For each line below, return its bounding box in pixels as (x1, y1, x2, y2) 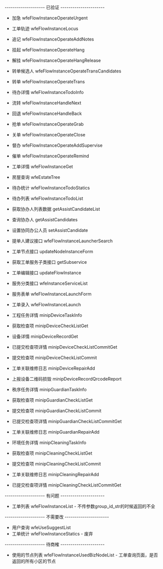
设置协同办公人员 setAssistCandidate (11, 227, 88, 233)
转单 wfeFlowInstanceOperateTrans (11, 79, 85, 84)
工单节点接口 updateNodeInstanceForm (11, 249, 93, 254)
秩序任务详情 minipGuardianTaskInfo (11, 387, 87, 392)
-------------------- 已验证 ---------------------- (4, 4, 105, 10)
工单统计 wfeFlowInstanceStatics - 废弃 (11, 531, 93, 537)
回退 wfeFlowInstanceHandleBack (11, 110, 82, 116)
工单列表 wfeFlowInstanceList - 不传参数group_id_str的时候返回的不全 (11, 504, 156, 509)
